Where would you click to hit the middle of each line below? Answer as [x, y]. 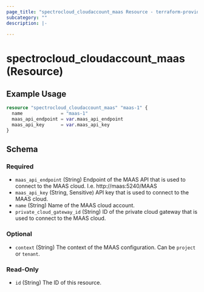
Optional [19, 234]
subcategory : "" [27, 18]
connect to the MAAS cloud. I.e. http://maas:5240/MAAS [86, 186]
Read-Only [23, 269]
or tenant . [28, 254]
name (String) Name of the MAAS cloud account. [75, 205]
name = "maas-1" [50, 114]
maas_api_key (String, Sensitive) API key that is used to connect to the [102, 193]
